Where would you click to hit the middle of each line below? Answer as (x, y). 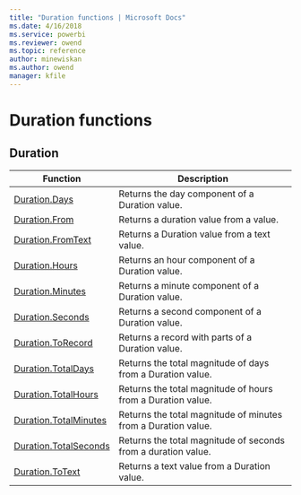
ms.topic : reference (48, 51)
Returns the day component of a (186, 194)
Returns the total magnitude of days (194, 362)
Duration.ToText (47, 472)
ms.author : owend (42, 68)
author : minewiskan (46, 59)
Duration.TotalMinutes (60, 420)
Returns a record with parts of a (185, 337)
